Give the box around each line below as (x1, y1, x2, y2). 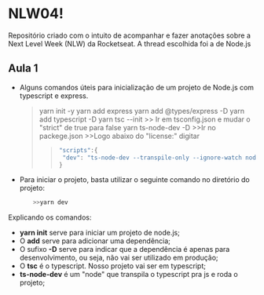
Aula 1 (8, 62, 38, 75)
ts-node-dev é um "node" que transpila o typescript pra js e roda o (19, 270, 238, 279)
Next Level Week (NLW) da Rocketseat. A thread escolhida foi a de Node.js (8, 38, 251, 48)
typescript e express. (19, 91, 89, 100)
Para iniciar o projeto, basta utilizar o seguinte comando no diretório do (19, 175, 250, 184)
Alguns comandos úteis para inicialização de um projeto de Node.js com (19, 82, 254, 92)
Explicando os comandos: (8, 213, 92, 222)
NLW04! (8, 5, 64, 23)
